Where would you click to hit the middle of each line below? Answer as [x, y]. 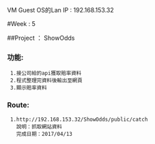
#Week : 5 [22, 24]
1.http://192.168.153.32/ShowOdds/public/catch [79, 119]
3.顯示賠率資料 [28, 88]
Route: [18, 105]
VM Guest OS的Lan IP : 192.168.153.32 [60, 10]
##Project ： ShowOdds [41, 38]
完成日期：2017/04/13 [44, 134]
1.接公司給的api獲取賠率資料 [46, 73]
